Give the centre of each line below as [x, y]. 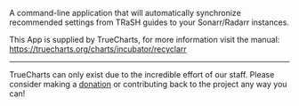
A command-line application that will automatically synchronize [125, 13]
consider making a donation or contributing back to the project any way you [148, 84]
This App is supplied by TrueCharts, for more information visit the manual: [145, 40]
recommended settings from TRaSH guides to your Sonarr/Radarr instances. [149, 22]
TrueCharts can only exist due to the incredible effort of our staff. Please [142, 74]
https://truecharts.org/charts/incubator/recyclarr [98, 49]
